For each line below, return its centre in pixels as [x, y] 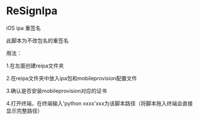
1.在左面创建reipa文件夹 [35, 66]
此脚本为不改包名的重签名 [37, 40]
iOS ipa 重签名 [23, 28]
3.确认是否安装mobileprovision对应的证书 [56, 90]
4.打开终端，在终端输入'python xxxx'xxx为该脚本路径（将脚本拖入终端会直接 [99, 103]
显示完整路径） [24, 111]
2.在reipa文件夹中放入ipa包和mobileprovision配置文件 [72, 78]
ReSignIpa [32, 11]
